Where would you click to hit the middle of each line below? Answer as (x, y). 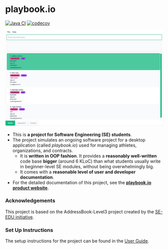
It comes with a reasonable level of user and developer (78, 172)
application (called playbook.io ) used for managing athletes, (74, 145)
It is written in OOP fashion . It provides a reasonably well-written (88, 156)
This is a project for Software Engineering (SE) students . (72, 135)
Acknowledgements (30, 201)
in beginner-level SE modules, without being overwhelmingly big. (87, 166)
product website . (31, 188)
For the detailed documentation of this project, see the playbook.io (82, 182)
